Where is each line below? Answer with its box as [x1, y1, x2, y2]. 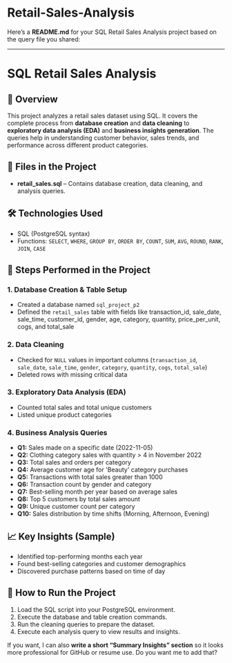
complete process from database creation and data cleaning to [7, 119, 190, 127]
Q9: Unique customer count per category [17, 503, 135, 511]
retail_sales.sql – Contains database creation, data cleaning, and [17, 179, 203, 187]
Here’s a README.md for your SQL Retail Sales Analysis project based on [7, 28, 217, 36]
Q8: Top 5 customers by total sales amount [17, 495, 140, 503]
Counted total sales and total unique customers [17, 403, 152, 411]
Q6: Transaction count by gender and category [17, 480, 152, 489]
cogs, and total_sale [17, 323, 75, 331]
